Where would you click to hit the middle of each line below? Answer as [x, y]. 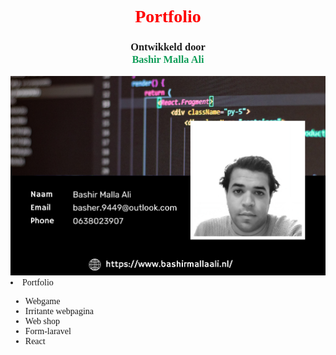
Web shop [42, 321]
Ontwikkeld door [168, 47]
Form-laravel [48, 331]
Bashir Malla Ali [168, 59]
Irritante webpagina [59, 311]
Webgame [42, 301]
